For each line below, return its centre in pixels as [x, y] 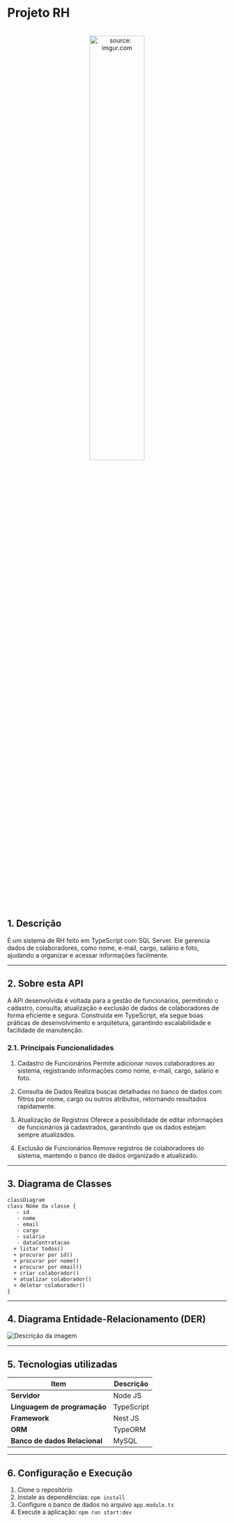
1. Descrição [34, 924]
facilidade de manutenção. [45, 1030]
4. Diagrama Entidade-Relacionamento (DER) [107, 1319]
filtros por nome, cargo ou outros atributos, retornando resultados [112, 1099]
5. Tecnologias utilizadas [62, 1364]
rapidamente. [36, 1106]
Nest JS [126, 1419]
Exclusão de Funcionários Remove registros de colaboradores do [111, 1148]
